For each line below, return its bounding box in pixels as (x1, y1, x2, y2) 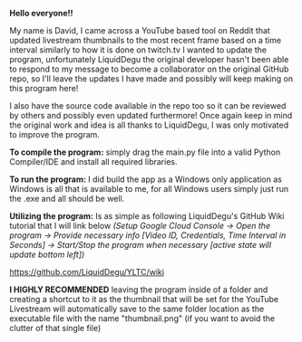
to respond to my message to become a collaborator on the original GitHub (9, 63, 289, 74)
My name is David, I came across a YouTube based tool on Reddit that (9, 25, 270, 35)
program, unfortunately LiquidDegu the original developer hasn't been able (9, 54, 289, 64)
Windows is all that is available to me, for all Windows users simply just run (9, 184, 289, 194)
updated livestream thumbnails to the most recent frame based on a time (9, 35, 282, 45)
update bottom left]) (9, 249, 85, 260)
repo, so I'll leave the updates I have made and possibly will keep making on (9, 73, 293, 84)
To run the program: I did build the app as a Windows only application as (9, 174, 283, 185)
